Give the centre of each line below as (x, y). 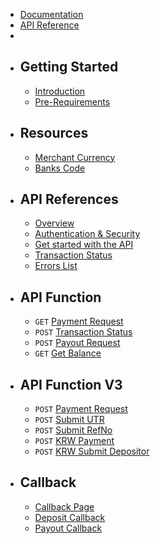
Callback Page (64, 506)
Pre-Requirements (72, 101)
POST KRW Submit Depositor (92, 451)
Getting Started (69, 67)
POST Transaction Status (83, 332)
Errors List (56, 266)
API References (69, 199)
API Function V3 (71, 384)
